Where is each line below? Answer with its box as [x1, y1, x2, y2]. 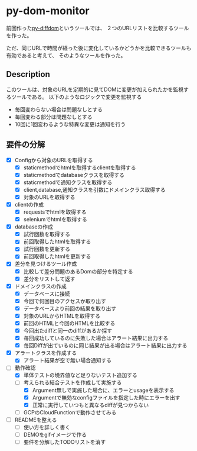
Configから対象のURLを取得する [14, 156, 93, 163]
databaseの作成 [14, 223, 53, 230]
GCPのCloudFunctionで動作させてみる [23, 408, 117, 415]
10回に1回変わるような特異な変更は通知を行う [14, 120, 126, 128]
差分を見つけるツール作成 [14, 260, 77, 268]
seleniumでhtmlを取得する [23, 216, 87, 223]
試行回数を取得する [23, 231, 71, 238]
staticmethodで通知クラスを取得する [23, 179, 113, 186]
